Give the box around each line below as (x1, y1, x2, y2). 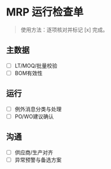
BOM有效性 (14, 69, 43, 76)
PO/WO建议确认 (14, 113, 54, 120)
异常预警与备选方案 (14, 156, 62, 163)
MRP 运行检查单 (6, 5, 84, 19)
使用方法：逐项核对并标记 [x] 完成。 (20, 26, 108, 33)
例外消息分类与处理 (14, 105, 62, 113)
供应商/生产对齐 (14, 149, 53, 156)
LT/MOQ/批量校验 (14, 62, 58, 69)
